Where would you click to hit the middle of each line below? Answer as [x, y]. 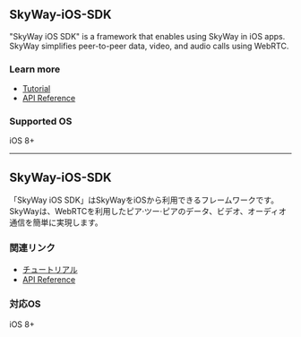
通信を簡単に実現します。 [56, 222]
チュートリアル [50, 269]
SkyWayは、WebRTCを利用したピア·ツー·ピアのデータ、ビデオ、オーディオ [148, 212]
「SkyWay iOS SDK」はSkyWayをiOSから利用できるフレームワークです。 [144, 200]
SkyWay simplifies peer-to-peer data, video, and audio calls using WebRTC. [149, 46]
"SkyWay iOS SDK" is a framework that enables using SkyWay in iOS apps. [147, 36]
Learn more [35, 69]
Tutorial [36, 89]
